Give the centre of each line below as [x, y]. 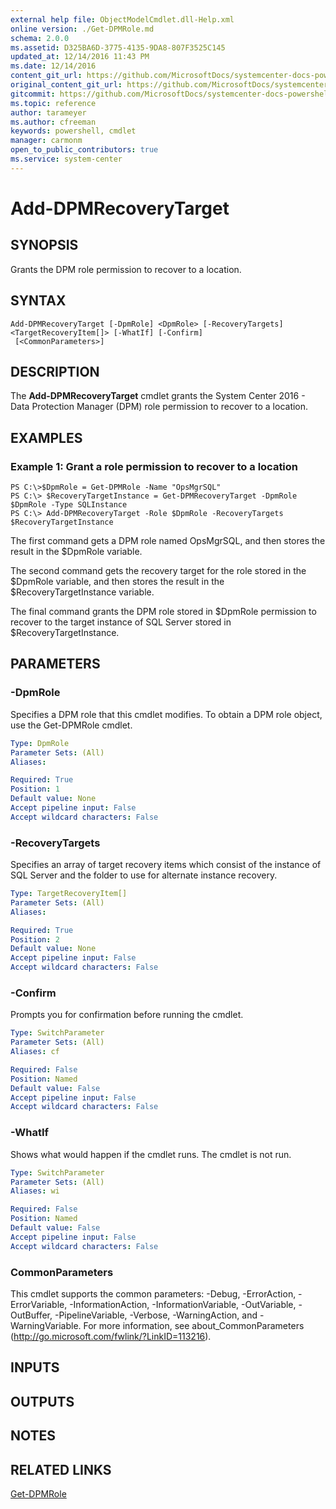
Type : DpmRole [40, 743]
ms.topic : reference [53, 103]
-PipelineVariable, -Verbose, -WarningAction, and [156, 1315]
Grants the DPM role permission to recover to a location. [126, 269]
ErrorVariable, [39, 1304]
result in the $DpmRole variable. [76, 552]
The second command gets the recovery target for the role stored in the [158, 571]
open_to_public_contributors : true [84, 150]
